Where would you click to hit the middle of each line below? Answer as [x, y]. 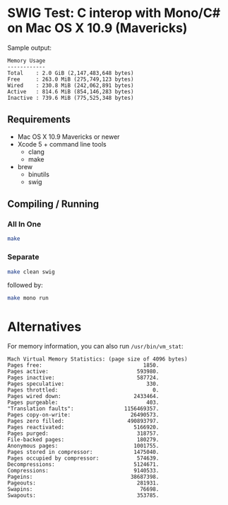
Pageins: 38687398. [83, 477]
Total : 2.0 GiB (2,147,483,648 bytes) [71, 73]
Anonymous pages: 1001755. [83, 446]
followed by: [25, 285]
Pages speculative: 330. [83, 384]
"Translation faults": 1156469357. [83, 409]
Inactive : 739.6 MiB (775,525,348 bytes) [71, 98]
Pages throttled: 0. [83, 390]
